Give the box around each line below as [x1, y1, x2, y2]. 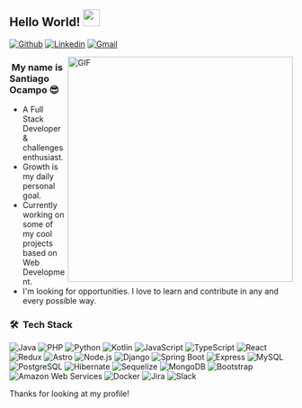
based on [22, 248, 58, 258]
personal [22, 181, 56, 192]
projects [22, 238, 54, 249]
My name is [11, 60, 63, 73]
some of [22, 219, 54, 230]
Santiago [9, 72, 49, 85]
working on [22, 209, 65, 221]
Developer [22, 123, 61, 134]
